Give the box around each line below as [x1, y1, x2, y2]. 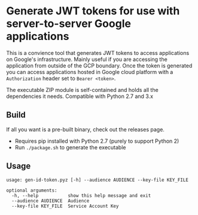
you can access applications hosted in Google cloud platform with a [6, 68, 173, 75]
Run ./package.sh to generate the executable [14, 143, 126, 150]
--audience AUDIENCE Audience [11, 198, 90, 204]
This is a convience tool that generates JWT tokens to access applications [6, 49, 190, 56]
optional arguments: [6, 187, 58, 193]
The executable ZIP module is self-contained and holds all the [6, 86, 159, 93]
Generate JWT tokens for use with [6, 4, 180, 18]
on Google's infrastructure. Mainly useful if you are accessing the [6, 56, 167, 63]
